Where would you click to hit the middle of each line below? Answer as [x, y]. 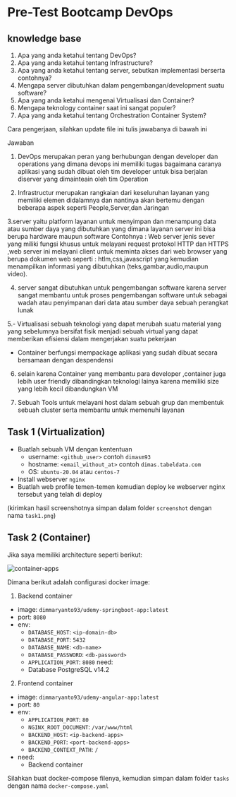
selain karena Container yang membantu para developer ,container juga [122, 374]
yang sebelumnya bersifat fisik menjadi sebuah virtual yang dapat [103, 331]
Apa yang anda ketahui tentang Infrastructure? [85, 63]
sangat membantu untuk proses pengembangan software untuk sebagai [122, 295]
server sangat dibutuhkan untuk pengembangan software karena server [122, 288]
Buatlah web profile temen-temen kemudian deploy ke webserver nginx [121, 486]
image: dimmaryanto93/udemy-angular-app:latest [88, 697]
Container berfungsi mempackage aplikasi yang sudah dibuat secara [118, 353]
